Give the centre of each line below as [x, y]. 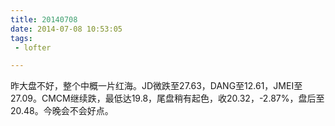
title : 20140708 [44, 19]
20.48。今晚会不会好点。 [62, 111]
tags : [21, 38]
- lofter [33, 47]
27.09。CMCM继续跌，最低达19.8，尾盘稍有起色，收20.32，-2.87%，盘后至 [167, 98]
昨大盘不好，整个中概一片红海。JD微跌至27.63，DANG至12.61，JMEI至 [156, 86]
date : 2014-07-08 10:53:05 [66, 29]
